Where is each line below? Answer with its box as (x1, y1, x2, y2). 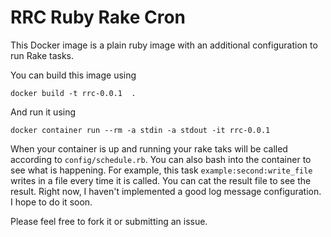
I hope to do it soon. (10, 196, 93, 208)
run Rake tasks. (10, 49, 75, 61)
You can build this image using (10, 69, 137, 81)
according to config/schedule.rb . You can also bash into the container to (10, 153, 312, 165)
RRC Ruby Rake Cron (10, 6, 187, 29)
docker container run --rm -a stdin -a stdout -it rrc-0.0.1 (10, 125, 271, 135)
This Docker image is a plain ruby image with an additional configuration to (10, 39, 318, 51)
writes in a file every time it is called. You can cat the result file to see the (10, 174, 312, 186)
